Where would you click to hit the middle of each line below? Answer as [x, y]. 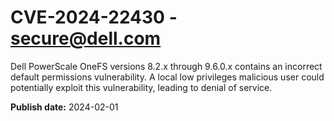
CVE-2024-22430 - [94, 17]
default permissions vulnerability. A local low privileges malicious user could [167, 77]
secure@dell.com [86, 38]
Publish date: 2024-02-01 [64, 107]
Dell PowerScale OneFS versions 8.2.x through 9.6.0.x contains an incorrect [166, 66]
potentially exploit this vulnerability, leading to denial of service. [141, 87]
